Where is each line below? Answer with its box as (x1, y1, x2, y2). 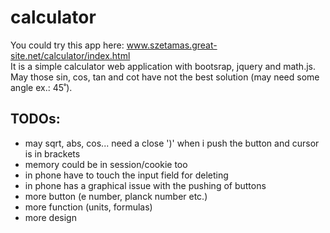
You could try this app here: (10, 39, 125, 51)
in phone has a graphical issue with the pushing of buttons (24, 179, 267, 191)
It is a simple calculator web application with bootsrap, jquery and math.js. (10, 60, 316, 72)
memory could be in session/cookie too (24, 158, 188, 170)
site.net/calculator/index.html (10, 49, 131, 61)
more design (24, 211, 77, 223)
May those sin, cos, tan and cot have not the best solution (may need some (10, 71, 320, 83)
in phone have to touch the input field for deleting (24, 169, 229, 181)
